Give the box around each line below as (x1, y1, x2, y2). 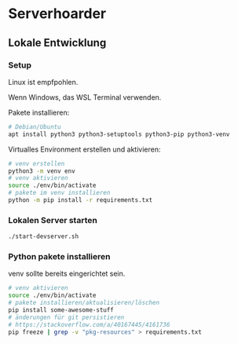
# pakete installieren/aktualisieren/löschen (8, 299, 159, 307)
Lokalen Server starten (8, 214, 98, 225)
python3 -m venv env (8, 167, 76, 175)
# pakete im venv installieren (8, 189, 111, 197)
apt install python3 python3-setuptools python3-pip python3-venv (8, 130, 230, 138)
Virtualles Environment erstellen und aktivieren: (8, 145, 161, 154)
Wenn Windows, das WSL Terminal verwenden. (8, 92, 162, 102)
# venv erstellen (8, 159, 65, 167)
